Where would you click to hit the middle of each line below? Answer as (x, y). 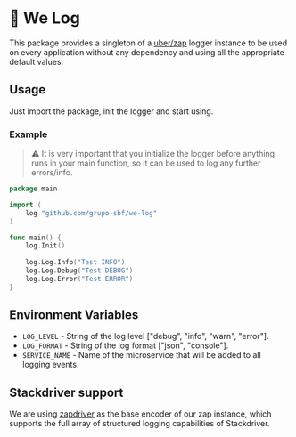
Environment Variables (74, 315)
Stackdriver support (66, 392)
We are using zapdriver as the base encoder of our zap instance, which (140, 414)
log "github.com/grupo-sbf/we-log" (91, 213)
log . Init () (45, 246)
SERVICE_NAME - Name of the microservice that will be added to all (141, 355)
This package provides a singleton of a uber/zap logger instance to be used (148, 43)
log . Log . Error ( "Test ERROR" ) (79, 279)
